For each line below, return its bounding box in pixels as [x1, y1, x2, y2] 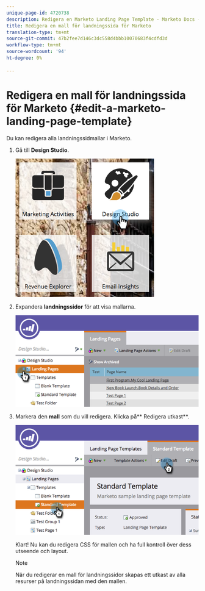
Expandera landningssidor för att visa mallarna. [15, 303, 136, 310]
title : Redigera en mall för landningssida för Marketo [6, 23, 151, 29]
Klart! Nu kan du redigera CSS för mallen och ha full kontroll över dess [15, 540, 192, 548]
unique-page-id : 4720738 [6, 10, 70, 16]
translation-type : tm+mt [6, 29, 70, 35]
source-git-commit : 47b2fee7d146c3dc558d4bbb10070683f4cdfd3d [6, 35, 168, 42]
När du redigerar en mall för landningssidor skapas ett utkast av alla [15, 571, 186, 578]
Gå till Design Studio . [15, 146, 69, 154]
